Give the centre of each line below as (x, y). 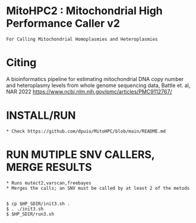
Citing (21, 63)
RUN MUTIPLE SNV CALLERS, (80, 154)
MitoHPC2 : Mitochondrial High (85, 11)
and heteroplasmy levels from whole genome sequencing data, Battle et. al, (98, 85)
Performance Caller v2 (63, 23)
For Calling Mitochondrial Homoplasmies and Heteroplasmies (82, 39)
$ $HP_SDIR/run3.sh (30, 214)
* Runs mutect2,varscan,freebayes (49, 183)
